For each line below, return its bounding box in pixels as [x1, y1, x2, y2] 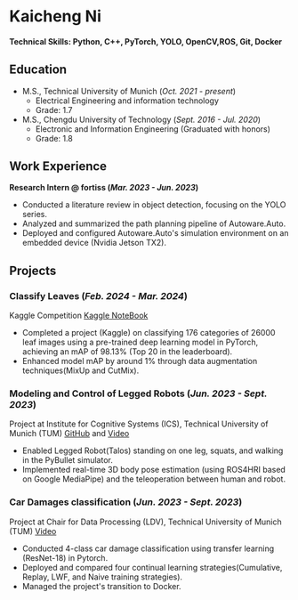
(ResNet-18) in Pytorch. [21, 552, 109, 563]
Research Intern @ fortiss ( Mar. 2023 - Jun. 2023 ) [9, 182, 198, 193]
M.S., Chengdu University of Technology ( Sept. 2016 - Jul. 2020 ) [21, 114, 261, 125]
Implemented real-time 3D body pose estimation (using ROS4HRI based [21, 465, 286, 475]
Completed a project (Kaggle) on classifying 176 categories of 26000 [21, 328, 276, 338]
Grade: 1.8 [35, 133, 73, 143]
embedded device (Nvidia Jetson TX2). [21, 238, 167, 248]
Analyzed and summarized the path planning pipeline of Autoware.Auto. [21, 218, 286, 229]
